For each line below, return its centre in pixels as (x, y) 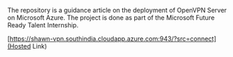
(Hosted (19, 46)
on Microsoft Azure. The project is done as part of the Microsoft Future (111, 18)
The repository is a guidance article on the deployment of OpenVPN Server (117, 10)
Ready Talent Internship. (43, 25)
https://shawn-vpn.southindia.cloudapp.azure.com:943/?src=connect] (113, 39)
